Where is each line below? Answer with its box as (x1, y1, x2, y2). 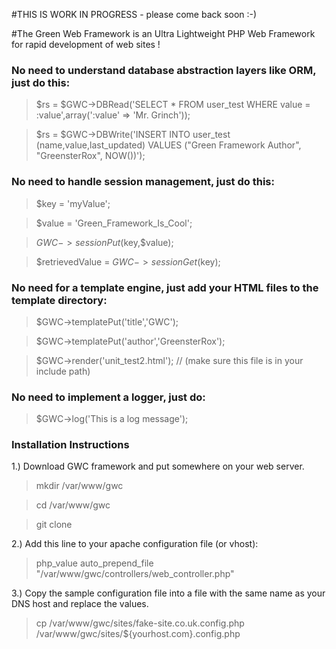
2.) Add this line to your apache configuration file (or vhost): (11, 538, 259, 550)
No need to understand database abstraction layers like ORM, (11, 63, 317, 77)
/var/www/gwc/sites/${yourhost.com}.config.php (35, 628, 241, 640)
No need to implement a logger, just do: (11, 390, 206, 404)
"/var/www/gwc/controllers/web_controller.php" (35, 568, 235, 580)
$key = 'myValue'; (35, 197, 111, 209)
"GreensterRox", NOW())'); (35, 150, 146, 162)
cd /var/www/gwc (35, 499, 111, 511)
